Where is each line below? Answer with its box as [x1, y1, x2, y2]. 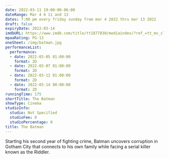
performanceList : [5, 45, 42, 50]
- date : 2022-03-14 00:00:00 [10, 82, 71, 87]
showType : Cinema [5, 101, 42, 106]
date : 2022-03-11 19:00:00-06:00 [5, 7, 75, 13]
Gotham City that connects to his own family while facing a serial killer [5, 143, 151, 149]
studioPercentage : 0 [10, 119, 53, 125]
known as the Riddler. [5, 149, 50, 155]
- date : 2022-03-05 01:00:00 [10, 54, 71, 59]
